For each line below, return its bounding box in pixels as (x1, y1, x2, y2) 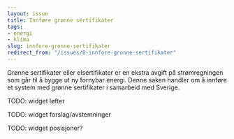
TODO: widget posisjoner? (7, 124, 83, 132)
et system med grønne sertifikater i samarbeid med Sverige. (7, 83, 180, 92)
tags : (7, 23, 23, 30)
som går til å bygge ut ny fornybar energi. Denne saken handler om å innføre (7, 75, 227, 84)
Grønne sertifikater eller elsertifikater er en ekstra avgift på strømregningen (7, 68, 224, 77)
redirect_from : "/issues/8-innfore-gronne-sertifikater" (7, 50, 177, 57)
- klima (7, 36, 30, 43)
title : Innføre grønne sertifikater (7, 17, 114, 24)
